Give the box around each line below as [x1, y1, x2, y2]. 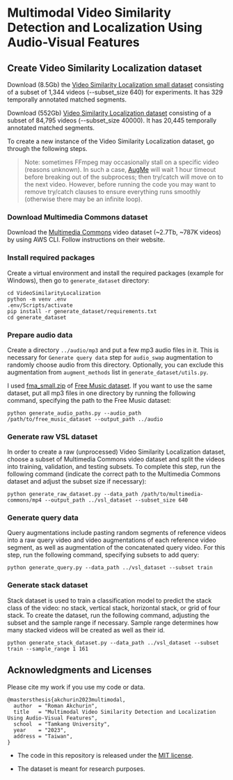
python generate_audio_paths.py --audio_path [7, 409, 141, 417]
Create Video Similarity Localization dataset [7, 62, 202, 74]
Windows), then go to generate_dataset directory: [7, 276, 150, 285]
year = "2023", [13, 726, 67, 733]
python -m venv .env [7, 296, 67, 303]
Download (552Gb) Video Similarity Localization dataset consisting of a [7, 109, 211, 117]
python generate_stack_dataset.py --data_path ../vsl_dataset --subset [7, 639, 219, 646]
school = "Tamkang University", [13, 720, 111, 728]
